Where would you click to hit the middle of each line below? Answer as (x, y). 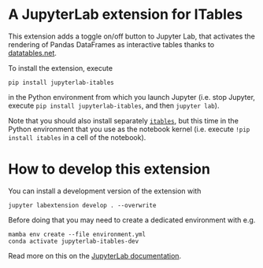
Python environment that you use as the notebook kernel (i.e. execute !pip (129, 129)
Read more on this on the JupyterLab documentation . (95, 255)
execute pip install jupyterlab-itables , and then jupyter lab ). (114, 105)
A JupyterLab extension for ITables (126, 15)
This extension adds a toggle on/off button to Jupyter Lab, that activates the (132, 36)
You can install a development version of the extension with (105, 191)
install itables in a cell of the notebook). (77, 137)
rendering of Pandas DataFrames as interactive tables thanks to (111, 44)
